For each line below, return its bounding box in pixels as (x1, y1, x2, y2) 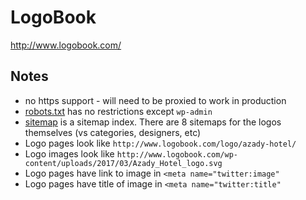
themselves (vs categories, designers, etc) (24, 126, 202, 138)
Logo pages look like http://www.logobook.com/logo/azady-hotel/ (24, 137, 297, 149)
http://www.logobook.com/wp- (116, 149, 238, 160)
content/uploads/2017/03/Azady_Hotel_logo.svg (24, 158, 223, 168)
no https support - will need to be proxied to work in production (24, 94, 287, 106)
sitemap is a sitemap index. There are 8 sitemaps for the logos (24, 116, 282, 128)
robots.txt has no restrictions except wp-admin (24, 105, 213, 117)
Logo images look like (24, 147, 115, 160)
